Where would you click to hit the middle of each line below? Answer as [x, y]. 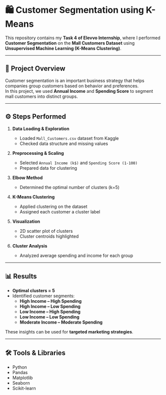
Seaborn [21, 383]
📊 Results [21, 276]
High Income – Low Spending [50, 307]
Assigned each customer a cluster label [60, 211]
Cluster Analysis [30, 246]
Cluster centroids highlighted [49, 236]
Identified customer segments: [43, 296]
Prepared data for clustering [48, 168]
